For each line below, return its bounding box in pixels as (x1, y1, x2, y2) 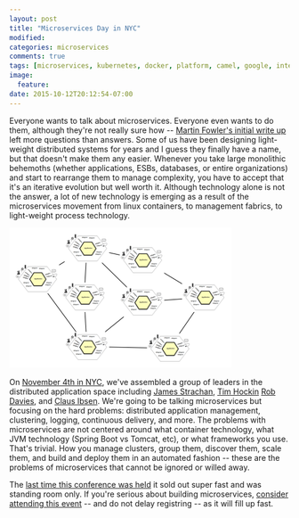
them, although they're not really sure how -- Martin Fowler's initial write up (9, 125, 287, 136)
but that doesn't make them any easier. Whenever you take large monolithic (9, 152, 287, 164)
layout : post (9, 14, 58, 23)
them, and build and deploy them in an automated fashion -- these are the (9, 452, 280, 463)
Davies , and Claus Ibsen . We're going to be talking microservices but (9, 395, 263, 406)
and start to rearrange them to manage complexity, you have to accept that (9, 172, 285, 183)
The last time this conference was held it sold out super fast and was (9, 479, 263, 489)
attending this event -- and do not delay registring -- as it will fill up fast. (9, 497, 274, 508)
